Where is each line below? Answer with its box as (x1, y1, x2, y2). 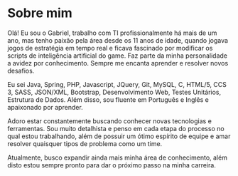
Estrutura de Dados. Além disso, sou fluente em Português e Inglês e (7, 95, 210, 104)
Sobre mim (7, 5, 72, 21)
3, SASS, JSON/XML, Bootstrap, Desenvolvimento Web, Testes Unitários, (7, 88, 222, 96)
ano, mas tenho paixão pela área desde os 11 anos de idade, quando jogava (7, 36, 229, 44)
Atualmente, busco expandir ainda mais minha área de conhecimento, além (7, 153, 227, 162)
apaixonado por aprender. (7, 103, 83, 111)
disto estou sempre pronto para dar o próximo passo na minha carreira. (7, 160, 217, 169)
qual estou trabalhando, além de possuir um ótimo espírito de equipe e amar (7, 132, 231, 140)
